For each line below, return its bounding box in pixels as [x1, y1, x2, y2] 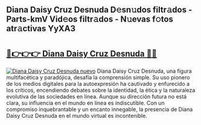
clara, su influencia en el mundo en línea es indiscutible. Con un [6, 99, 165, 106]
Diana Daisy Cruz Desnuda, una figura [97, 67, 192, 75]
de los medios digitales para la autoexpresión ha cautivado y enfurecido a [6, 81, 190, 87]
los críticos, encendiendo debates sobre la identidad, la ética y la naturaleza [6, 87, 196, 94]
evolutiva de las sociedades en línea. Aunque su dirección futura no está [6, 93, 187, 100]
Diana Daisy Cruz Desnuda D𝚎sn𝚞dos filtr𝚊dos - [6, 5, 193, 15]
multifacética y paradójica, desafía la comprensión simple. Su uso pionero [6, 74, 190, 81]
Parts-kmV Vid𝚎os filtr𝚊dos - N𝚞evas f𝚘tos [6, 14, 174, 25]
